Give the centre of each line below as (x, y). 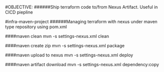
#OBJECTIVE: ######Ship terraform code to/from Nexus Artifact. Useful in (82, 7)
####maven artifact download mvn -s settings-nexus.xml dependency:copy (82, 64)
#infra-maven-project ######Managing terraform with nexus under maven (81, 22)
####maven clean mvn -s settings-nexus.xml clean (57, 36)
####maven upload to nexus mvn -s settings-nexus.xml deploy (69, 55)
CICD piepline (19, 12)
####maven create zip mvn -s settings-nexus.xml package (65, 45)
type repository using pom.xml (36, 27)
